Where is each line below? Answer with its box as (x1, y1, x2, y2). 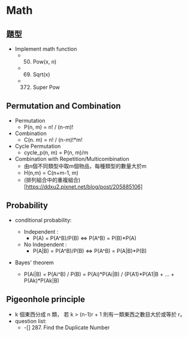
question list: (14, 318, 47, 325)
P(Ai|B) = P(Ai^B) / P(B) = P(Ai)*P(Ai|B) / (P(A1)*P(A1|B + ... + (23, 270, 175, 278)
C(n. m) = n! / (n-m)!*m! (23, 136, 83, 143)
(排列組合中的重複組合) (23, 176, 81, 183)
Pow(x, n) (32, 58, 57, 65)
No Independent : (23, 241, 67, 248)
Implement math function (14, 46, 77, 52)
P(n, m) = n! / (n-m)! (23, 123, 74, 130)
